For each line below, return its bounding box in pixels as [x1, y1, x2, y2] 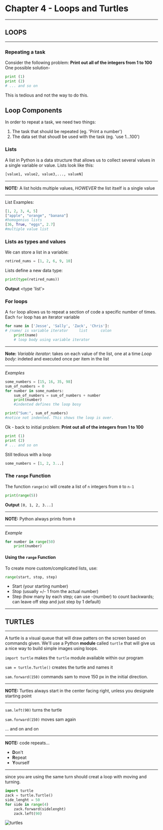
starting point [5, 693, 32, 699]
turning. [5, 779, 21, 785]
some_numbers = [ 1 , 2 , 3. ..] [5, 461, 64, 466]
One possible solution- [5, 65, 50, 71]
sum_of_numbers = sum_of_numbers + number [14, 393, 101, 398]
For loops [5, 298, 28, 305]
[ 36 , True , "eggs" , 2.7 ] [5, 222, 55, 227]
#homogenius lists [5, 217, 42, 222]
